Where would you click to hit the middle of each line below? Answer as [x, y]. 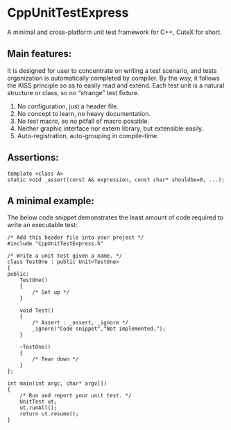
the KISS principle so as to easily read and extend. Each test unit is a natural [116, 85]
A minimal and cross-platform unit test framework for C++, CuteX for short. [114, 32]
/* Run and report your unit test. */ [76, 396]
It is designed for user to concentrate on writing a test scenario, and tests [112, 70]
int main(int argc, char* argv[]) [57, 383]
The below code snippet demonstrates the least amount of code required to [115, 217]
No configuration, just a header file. [68, 106]
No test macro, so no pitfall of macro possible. [83, 121]
